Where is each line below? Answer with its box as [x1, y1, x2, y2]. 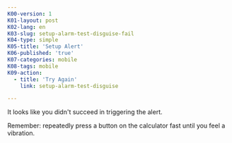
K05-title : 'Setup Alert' [7, 43, 83, 50]
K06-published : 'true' [7, 50, 74, 57]
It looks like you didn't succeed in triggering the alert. [7, 108, 163, 116]
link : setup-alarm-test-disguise [20, 82, 119, 89]
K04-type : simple [7, 37, 59, 44]
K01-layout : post [7, 17, 59, 24]
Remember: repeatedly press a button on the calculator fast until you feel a [7, 121, 226, 130]
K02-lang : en [7, 23, 46, 30]
